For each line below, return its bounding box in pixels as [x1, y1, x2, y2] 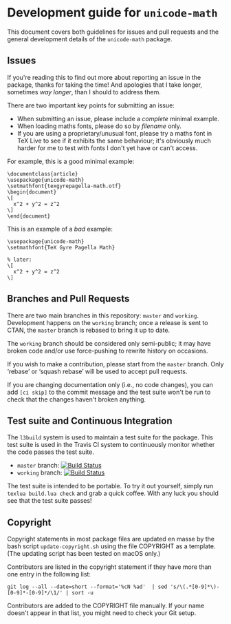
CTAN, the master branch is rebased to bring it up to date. [7, 326, 170, 334]
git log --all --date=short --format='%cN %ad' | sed [7, 583, 168, 590]
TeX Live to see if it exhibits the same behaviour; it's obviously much [16, 136, 211, 145]
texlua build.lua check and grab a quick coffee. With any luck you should [7, 489, 219, 497]
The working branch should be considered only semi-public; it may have [7, 339, 211, 347]
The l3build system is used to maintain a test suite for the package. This [7, 433, 213, 441]
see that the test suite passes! [7, 497, 92, 505]
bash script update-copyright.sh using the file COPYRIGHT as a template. [7, 542, 216, 550]
